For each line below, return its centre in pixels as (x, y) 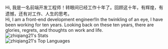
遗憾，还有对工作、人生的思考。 (39, 14)
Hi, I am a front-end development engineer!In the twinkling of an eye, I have (84, 19)
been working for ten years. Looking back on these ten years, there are (79, 25)
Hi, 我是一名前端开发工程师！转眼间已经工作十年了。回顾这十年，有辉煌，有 (84, 7)
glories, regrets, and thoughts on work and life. (54, 30)
